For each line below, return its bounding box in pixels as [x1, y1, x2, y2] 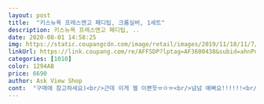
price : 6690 [8, 70, 47, 77]
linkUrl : [8, 48, 37, 56]
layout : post [8, 11, 51, 20]
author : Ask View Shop [8, 77, 82, 84]
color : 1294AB [8, 63, 55, 70]
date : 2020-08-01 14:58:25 [8, 33, 97, 41]
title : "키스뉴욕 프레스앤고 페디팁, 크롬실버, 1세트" [8, 19, 165, 27]
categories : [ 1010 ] [8, 56, 72, 63]
